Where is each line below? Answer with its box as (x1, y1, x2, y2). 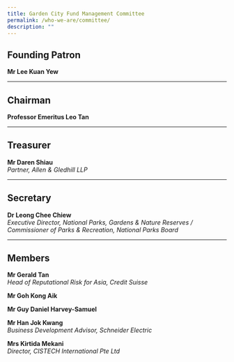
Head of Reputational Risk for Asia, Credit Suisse (7, 278, 148, 287)
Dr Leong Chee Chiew (7, 211, 72, 219)
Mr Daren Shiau (7, 158, 54, 166)
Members (7, 252, 50, 264)
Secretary (7, 193, 52, 204)
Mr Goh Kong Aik (7, 292, 58, 300)
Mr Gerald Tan (7, 271, 49, 279)
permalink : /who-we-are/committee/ (7, 17, 111, 24)
